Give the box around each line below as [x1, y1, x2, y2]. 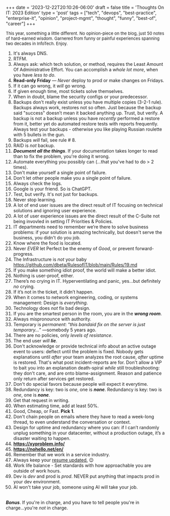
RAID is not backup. [13, 142, 55, 149]
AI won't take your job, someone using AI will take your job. [13, 484, 138, 490]
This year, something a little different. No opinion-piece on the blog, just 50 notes [6, 31, 165, 36]
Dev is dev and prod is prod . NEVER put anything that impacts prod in [13, 473, 160, 479]
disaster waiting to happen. [13, 435, 71, 441]
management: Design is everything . [13, 300, 88, 306]
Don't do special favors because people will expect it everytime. [13, 381, 149, 387]
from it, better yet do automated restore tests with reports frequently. [13, 121, 159, 127]
